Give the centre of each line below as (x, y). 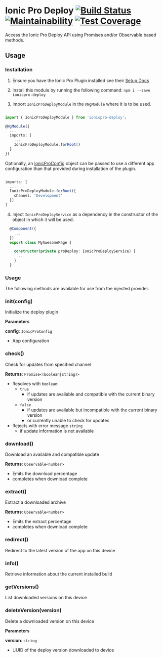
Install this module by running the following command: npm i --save (81, 90)
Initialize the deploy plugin (32, 312)
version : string (21, 640)
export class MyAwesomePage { (41, 242)
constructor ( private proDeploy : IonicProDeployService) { (75, 251)
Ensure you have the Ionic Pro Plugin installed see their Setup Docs (81, 80)
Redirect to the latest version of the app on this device (60, 550)
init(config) (19, 302)
